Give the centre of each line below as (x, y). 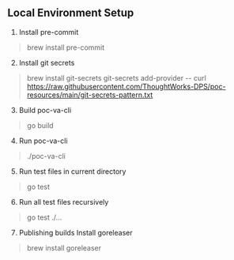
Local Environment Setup (71, 13)
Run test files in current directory (72, 171)
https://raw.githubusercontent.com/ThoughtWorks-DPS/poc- (126, 86)
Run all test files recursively (64, 202)
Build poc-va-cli (45, 110)
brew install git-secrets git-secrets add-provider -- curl (116, 77)
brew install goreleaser (64, 247)
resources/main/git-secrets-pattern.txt (90, 95)
